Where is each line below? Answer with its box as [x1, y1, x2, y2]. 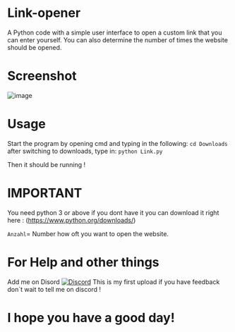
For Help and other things [7, 254, 160, 270]
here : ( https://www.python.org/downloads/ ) [7, 216, 136, 224]
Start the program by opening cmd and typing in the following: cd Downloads [7, 139, 228, 147]
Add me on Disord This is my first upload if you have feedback [7, 277, 220, 286]
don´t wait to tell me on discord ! [7, 285, 101, 293]
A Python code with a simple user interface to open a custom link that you [7, 28, 222, 37]
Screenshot [7, 68, 77, 84]
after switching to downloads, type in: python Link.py [7, 147, 163, 155]
